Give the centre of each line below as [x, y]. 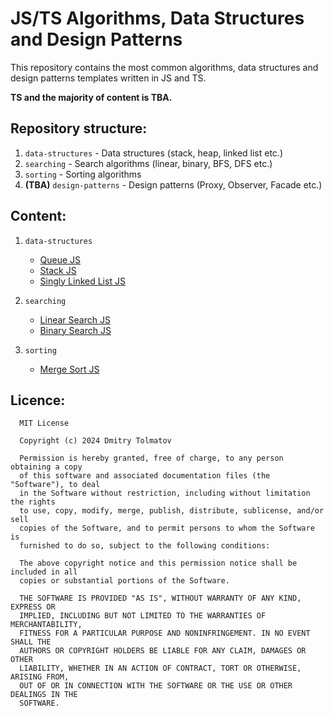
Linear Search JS [75, 319]
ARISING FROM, [40, 677]
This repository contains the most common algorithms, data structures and [164, 67]
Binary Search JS [75, 330]
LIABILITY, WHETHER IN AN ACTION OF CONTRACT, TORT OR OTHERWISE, [160, 668]
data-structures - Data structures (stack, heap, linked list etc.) [153, 153]
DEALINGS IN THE [44, 695]
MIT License [44, 423]
